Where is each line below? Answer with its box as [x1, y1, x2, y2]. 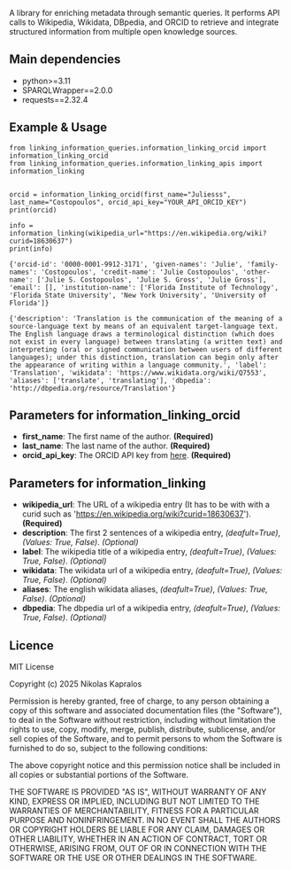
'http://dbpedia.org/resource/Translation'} [9, 384, 176, 392]
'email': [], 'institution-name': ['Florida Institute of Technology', [9, 283, 279, 291]
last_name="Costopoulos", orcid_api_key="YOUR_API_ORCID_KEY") [9, 198, 248, 206]
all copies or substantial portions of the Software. [9, 770, 188, 781]
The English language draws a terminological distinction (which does [9, 330, 275, 338]
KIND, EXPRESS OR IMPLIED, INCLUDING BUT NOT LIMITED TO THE [9, 796, 260, 807]
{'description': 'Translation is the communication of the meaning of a [9, 314, 283, 322]
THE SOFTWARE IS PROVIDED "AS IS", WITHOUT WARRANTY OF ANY [9, 787, 267, 797]
